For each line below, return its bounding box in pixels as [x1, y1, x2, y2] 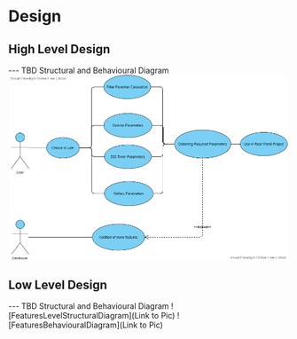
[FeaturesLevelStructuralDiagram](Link [8, 311, 150, 321]
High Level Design [8, 42, 111, 57]
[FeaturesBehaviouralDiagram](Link [8, 319, 138, 330]
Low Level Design [8, 277, 108, 292]
